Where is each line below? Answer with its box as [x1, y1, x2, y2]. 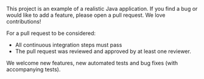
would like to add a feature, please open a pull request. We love [6, 11, 166, 19]
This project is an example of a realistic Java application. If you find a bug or [6, 5, 198, 12]
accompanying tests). [6, 66, 61, 73]
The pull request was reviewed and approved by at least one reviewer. [15, 48, 192, 55]
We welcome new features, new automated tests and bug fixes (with [6, 60, 178, 66]
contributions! [6, 18, 41, 25]
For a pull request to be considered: [6, 30, 96, 37]
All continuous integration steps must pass [15, 42, 122, 48]
